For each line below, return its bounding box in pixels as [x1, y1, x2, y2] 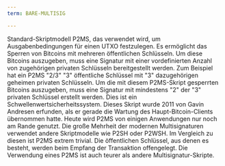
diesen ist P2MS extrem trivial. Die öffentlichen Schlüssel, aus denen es [7, 136, 209, 144]
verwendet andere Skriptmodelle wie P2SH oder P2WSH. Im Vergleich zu [7, 129, 213, 137]
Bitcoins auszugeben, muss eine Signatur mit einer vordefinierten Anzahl [7, 56, 213, 65]
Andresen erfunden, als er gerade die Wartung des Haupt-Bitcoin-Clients [7, 107, 213, 115]
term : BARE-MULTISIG [7, 10, 66, 17]
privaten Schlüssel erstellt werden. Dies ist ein [7, 93, 137, 101]
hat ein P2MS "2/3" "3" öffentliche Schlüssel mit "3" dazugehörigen [7, 71, 198, 79]
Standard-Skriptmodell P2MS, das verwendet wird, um [7, 35, 161, 43]
